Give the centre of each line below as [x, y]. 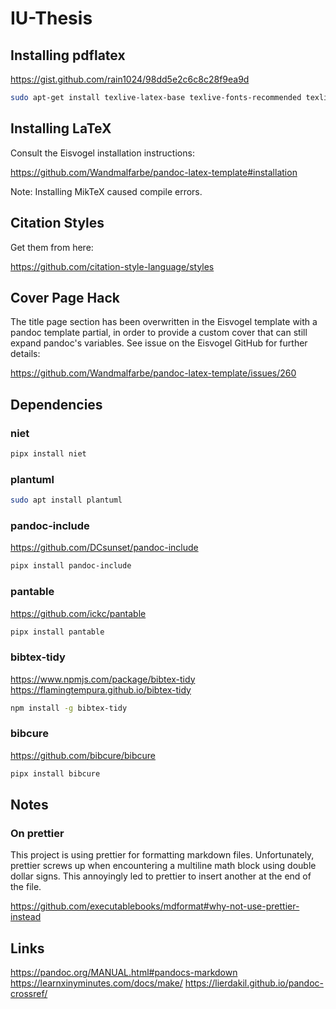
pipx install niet [48, 454]
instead [26, 917]
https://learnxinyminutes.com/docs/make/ [96, 983]
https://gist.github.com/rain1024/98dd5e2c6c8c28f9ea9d [130, 79]
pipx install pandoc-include [71, 566]
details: [25, 354]
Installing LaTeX [61, 128]
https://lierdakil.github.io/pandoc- [254, 983]
